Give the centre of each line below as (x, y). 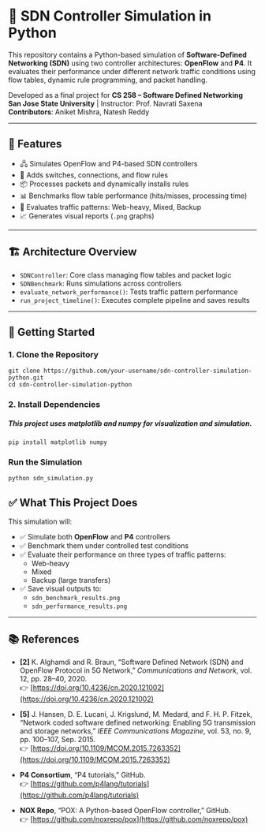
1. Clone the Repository (53, 354)
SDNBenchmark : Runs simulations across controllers (101, 283)
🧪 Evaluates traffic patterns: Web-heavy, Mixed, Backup (110, 207)
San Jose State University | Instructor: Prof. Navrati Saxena (105, 103)
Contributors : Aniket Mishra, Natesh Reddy (79, 112)
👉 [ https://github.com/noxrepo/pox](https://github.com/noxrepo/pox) (134, 819)
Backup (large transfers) (71, 580)
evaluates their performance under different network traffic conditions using (132, 71)
